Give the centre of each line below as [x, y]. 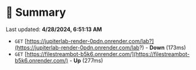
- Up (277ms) [86, 60]
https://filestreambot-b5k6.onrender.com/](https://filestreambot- [108, 54]
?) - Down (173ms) [163, 47]
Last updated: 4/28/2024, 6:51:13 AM [54, 29]
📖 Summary [36, 12]
